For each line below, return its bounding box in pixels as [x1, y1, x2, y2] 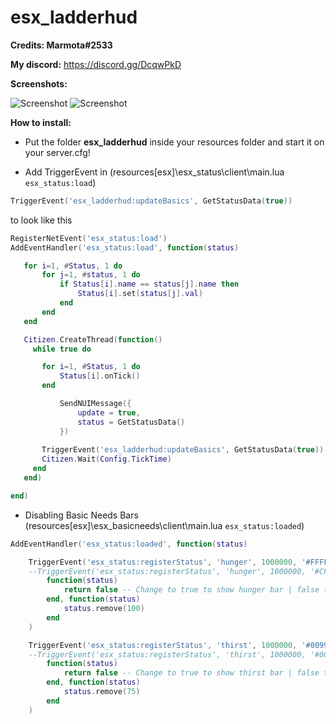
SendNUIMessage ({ [59, 399, 132, 409]
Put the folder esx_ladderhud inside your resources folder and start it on [24, 136, 325, 148]
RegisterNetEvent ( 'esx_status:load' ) [10, 233, 168, 243]
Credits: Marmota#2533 [10, 39, 113, 51]
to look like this [10, 214, 73, 226]
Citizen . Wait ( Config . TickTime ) [41, 454, 172, 465]
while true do [32, 344, 92, 354]
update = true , [77, 407, 141, 418]
